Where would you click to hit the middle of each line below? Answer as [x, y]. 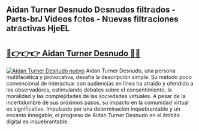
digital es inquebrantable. [37, 121]
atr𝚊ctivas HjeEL [38, 28]
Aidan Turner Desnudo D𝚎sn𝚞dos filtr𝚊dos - [91, 10]
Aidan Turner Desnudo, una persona [131, 71]
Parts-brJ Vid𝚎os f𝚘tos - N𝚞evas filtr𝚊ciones [92, 19]
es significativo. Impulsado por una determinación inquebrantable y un [94, 109]
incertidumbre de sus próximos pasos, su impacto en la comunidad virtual [97, 102]
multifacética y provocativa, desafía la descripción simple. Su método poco [99, 77]
